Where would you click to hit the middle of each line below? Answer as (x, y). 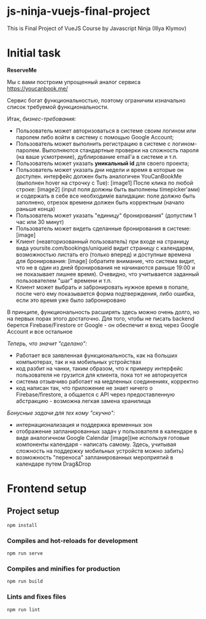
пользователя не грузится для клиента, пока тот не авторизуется (101, 375)
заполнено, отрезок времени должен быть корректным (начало (100, 202)
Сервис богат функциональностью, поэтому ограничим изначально (96, 100)
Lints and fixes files (37, 597)
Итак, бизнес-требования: (41, 118)
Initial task (34, 53)
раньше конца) (36, 209)
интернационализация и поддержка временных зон (84, 425)
